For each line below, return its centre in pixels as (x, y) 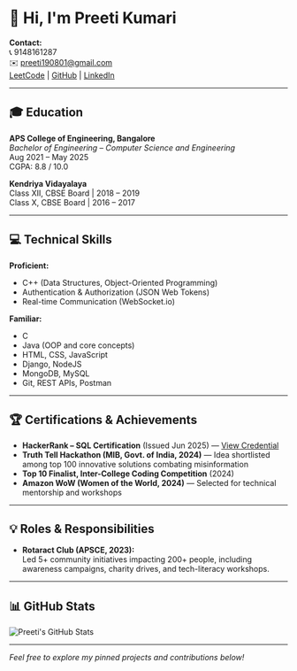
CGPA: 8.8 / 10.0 (39, 166)
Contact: (26, 42)
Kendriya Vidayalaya (48, 183)
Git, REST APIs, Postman (67, 382)
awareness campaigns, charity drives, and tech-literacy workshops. (145, 569)
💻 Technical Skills (61, 239)
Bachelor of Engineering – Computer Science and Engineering (122, 147)
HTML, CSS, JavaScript (65, 354)
